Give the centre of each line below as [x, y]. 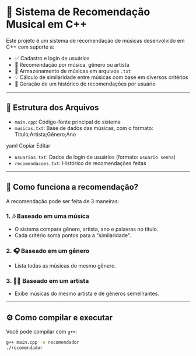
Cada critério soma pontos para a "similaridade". [73, 235]
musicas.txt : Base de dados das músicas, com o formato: [84, 128]
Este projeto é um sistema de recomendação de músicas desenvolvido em [95, 40]
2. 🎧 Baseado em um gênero [48, 251]
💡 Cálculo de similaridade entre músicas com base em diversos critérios [101, 77]
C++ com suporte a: [30, 47]
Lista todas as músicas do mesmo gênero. [65, 266]
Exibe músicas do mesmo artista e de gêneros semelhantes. [87, 294]
